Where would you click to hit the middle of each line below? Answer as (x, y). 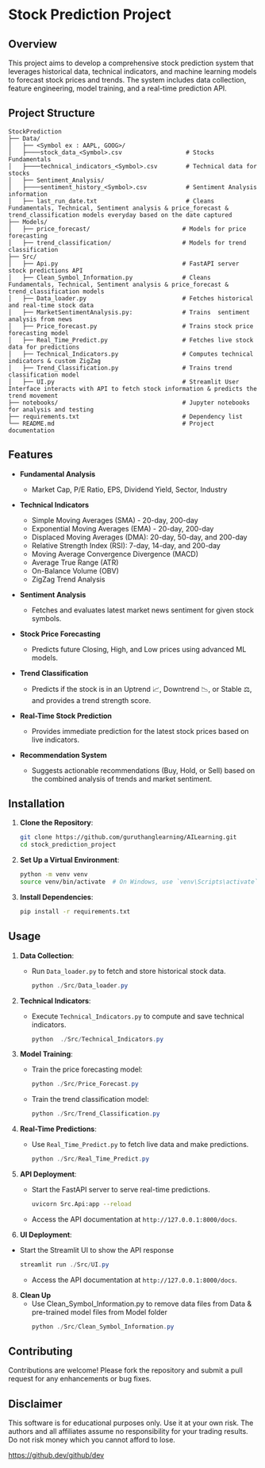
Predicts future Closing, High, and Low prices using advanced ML (139, 649)
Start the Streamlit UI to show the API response (97, 1250)
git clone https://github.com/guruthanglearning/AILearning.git (128, 837)
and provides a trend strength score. (91, 700)
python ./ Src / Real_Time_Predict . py (90, 1159)
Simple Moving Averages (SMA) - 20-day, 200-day (115, 520)
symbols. (46, 618)
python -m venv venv (54, 875)
